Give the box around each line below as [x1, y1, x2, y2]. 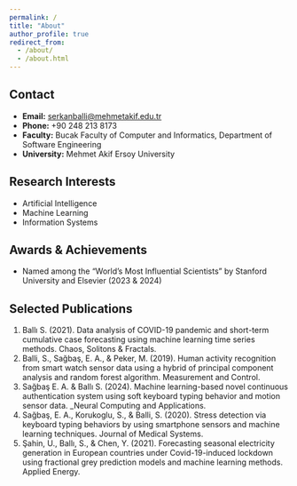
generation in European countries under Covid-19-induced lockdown [21, 448, 273, 458]
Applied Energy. [21, 466, 81, 477]
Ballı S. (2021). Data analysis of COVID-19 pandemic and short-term [21, 325, 270, 336]
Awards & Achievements [9, 243, 148, 258]
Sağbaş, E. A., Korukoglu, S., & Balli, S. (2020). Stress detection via [21, 410, 267, 420]
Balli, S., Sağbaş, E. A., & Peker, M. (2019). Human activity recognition [21, 353, 277, 364]
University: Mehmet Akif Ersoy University [21, 148, 176, 159]
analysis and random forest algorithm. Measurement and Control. [21, 372, 261, 383]
